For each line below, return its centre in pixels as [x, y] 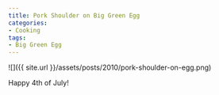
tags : [17, 38]
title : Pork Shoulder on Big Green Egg [74, 15]
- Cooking [25, 30]
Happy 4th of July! [38, 83]
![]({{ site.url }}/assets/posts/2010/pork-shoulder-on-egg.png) [110, 67]
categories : [28, 23]
